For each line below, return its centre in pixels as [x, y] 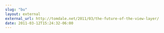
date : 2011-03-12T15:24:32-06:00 [39, 23]
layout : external [23, 14]
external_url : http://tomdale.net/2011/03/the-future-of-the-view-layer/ [82, 18]
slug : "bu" [16, 9]
